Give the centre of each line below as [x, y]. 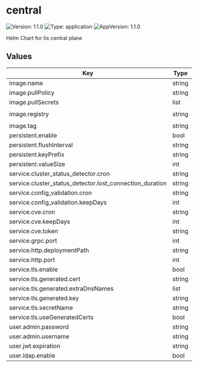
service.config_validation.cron [51, 193]
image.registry [29, 114]
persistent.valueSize [37, 164]
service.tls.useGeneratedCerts [51, 317]
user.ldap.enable [32, 355]
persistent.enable [33, 135]
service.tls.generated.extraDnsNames [61, 288]
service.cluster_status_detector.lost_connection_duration [88, 183]
